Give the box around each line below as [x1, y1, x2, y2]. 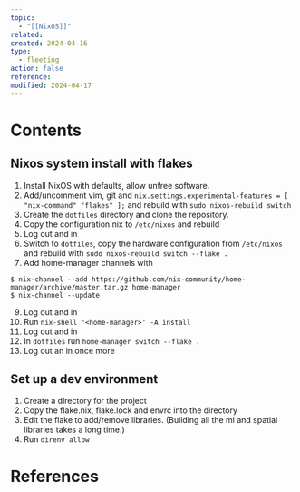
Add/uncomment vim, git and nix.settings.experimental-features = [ [23, 190, 289, 201]
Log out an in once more [23, 345, 116, 356]
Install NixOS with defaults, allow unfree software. [23, 180, 210, 191]
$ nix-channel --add [10, 274, 89, 284]
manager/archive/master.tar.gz [10, 282, 129, 291]
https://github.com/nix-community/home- [91, 274, 247, 284]
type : [10, 47, 31, 56]
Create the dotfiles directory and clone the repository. [23, 209, 229, 220]
